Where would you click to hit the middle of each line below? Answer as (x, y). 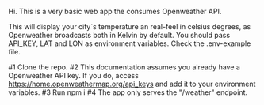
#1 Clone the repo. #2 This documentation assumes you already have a (124, 67)
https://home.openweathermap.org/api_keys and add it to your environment (132, 84)
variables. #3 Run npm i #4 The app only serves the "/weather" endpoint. (128, 92)
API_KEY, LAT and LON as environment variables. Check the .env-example (130, 43)
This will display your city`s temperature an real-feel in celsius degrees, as (130, 26)
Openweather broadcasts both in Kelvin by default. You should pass (119, 35)
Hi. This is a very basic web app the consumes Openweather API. (115, 11)
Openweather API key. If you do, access (73, 75)
